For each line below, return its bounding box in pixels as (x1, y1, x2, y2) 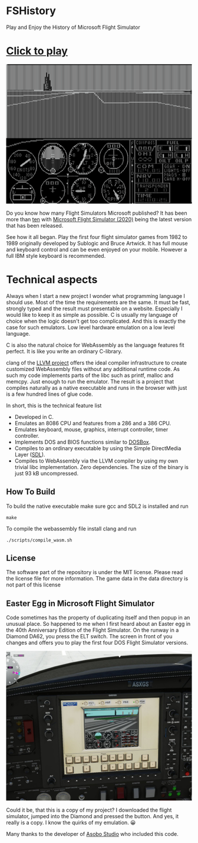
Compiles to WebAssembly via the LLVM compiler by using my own (14, 457, 179, 464)
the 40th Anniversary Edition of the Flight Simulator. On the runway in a (6, 626, 179, 634)
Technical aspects (6, 273, 98, 287)
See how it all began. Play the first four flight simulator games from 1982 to (6, 233, 187, 240)
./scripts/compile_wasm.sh (6, 537, 72, 543)
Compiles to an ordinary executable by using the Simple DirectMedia (14, 444, 181, 452)
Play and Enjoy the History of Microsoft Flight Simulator (6, 24, 140, 31)
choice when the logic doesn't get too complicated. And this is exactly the (6, 317, 186, 324)
